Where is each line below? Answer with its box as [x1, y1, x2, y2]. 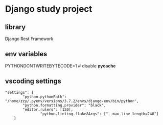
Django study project [5, 3, 93, 15]
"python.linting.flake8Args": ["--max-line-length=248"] [40, 111, 159, 116]
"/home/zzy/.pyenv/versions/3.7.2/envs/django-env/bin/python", [5, 99, 139, 104]
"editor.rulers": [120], [23, 107, 73, 112]
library [5, 23, 26, 31]
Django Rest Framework [5, 36, 54, 42]
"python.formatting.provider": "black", [23, 103, 106, 108]
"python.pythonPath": [23, 94, 67, 99]
